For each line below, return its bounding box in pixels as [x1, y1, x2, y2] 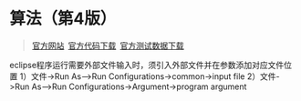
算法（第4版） [9, 8, 117, 29]
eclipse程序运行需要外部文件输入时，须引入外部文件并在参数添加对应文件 [9, 59, 285, 70]
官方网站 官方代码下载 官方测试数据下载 [31, 40, 184, 51]
